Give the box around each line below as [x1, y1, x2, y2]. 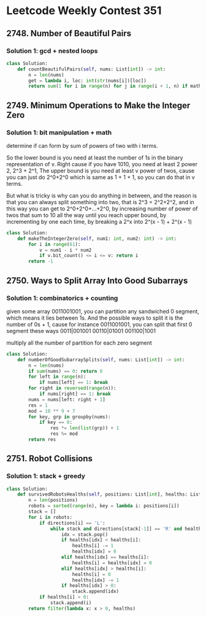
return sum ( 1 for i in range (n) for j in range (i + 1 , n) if [28, 83, 188, 90]
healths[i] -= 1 [72, 543, 114, 549]
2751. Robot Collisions [6, 453, 93, 464]
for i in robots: [28, 514, 72, 520]
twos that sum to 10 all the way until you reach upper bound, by [6, 211, 167, 218]
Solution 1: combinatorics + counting [6, 294, 118, 302]
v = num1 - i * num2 [39, 247, 92, 253]
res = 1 [28, 402, 48, 408]
